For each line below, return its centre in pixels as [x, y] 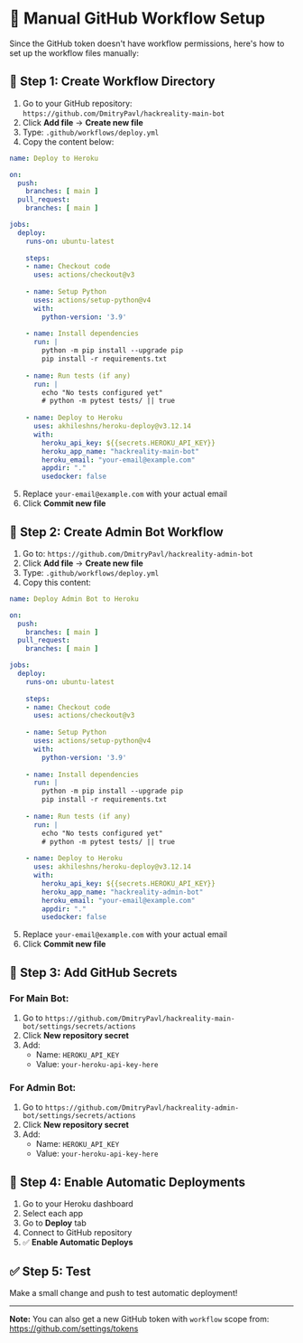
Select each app [53, 1214]
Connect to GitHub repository [77, 1233]
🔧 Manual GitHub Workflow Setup [138, 19]
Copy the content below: [68, 141]
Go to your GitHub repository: [77, 103]
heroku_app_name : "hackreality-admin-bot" [123, 892]
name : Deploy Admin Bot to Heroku [74, 599]
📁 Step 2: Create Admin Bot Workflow [116, 532]
